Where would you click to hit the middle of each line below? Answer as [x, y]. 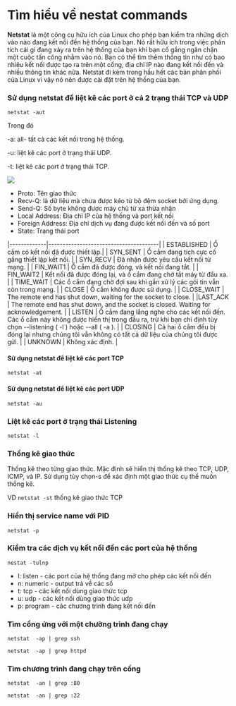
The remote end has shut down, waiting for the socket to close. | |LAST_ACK [118, 297]
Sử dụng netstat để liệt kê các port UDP [66, 389]
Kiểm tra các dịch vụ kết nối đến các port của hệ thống [102, 548]
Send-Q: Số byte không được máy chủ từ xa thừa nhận [97, 209]
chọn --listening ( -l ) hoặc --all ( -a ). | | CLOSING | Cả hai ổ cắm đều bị [112, 327]
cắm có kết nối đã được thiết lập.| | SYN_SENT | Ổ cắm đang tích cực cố [112, 252]
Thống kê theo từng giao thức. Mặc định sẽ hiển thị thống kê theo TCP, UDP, [118, 469]
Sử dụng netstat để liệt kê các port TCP [66, 358]
